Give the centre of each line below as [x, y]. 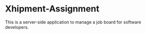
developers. [17, 27]
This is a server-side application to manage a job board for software [73, 22]
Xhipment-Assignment [52, 9]
